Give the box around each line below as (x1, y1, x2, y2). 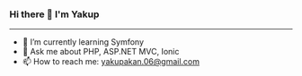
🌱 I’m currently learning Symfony (22, 37, 145, 47)
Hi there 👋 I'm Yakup (9, 8, 100, 21)
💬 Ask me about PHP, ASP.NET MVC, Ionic (22, 46, 180, 57)
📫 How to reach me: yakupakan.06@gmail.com (22, 56, 200, 67)
